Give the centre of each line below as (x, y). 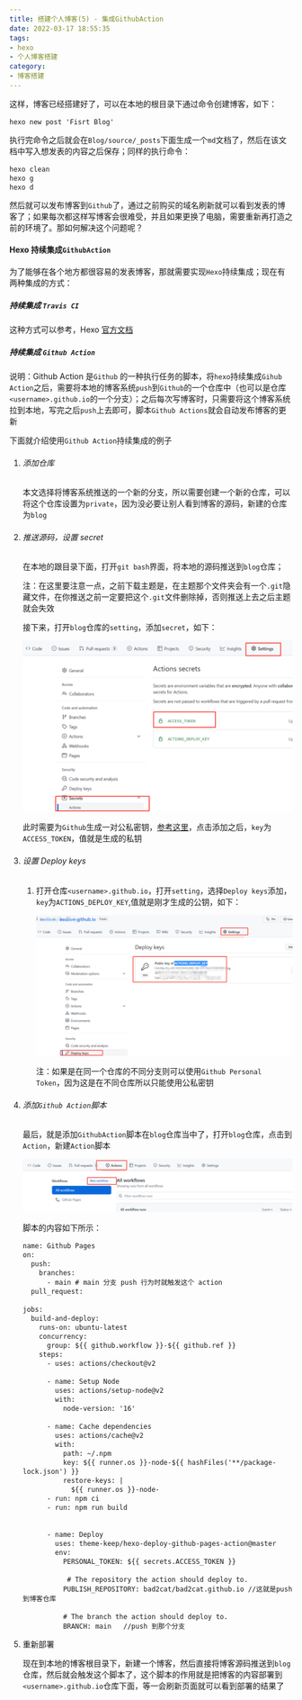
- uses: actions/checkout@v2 (101, 1363)
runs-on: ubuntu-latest (83, 1327)
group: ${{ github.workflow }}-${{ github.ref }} (141, 1345)
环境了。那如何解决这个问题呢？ (84, 227)
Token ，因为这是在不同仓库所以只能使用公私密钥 (124, 1082)
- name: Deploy (75, 1534)
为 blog (35, 515)
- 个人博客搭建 (34, 57)
